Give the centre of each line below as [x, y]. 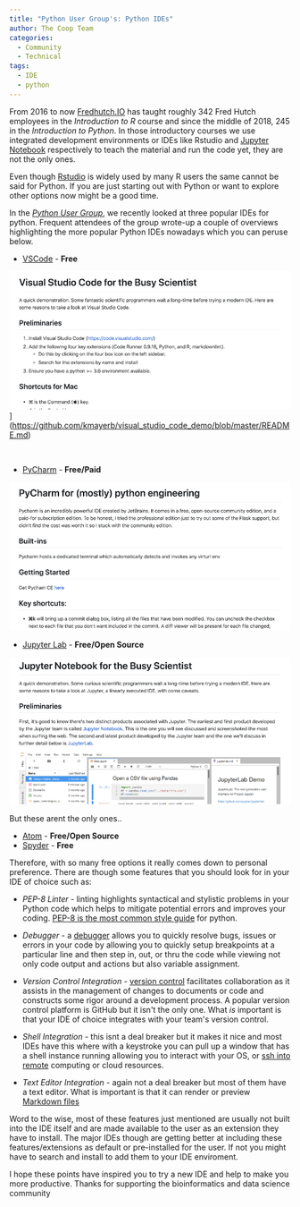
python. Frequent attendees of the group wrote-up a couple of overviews [144, 222]
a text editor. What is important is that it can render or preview [136, 1092]
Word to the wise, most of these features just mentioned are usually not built [150, 1118]
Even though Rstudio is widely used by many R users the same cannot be [144, 176]
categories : [31, 38]
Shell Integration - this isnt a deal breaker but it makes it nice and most [152, 1036]
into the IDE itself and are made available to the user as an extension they [144, 1128]
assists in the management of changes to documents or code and [143, 990]
